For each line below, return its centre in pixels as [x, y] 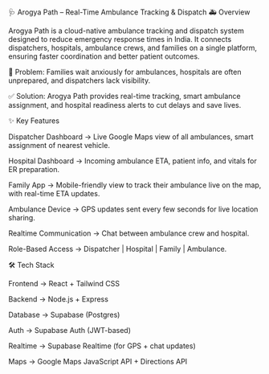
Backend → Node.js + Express [58, 299]
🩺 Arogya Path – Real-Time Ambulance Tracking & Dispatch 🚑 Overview [129, 12]
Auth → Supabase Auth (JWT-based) [69, 330]
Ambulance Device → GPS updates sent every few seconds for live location [133, 209]
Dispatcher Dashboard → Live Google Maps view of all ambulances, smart [131, 137]
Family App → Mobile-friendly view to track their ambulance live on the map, [135, 185]
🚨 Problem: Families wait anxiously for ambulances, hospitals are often [125, 72]
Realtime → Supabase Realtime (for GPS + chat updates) [102, 346]
